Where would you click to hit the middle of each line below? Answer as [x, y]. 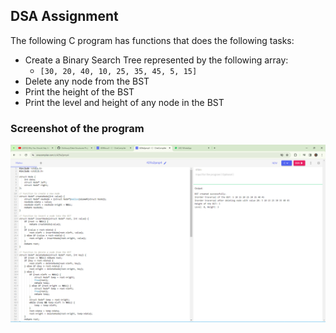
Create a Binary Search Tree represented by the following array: [156, 60]
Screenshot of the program [77, 128]
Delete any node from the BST [87, 81]
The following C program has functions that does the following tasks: [152, 40]
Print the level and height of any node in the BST [124, 102]
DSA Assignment [64, 16]
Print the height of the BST [79, 91]
